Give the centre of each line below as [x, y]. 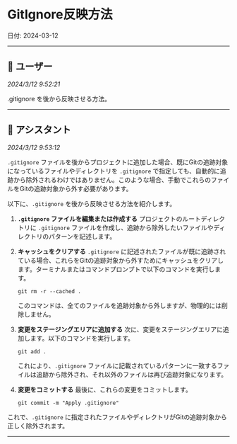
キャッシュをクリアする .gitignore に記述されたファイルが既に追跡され [122, 251]
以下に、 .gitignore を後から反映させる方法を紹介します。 [92, 203]
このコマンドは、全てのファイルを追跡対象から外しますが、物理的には [120, 305]
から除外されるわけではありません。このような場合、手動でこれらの [112, 180]
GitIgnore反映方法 [60, 15]
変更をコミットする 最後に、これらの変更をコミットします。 [104, 389]
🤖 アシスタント [39, 130]
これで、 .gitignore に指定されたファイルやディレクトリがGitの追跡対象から [117, 417]
